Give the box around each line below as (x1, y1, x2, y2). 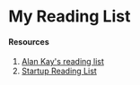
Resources (8, 36, 50, 47)
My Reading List (8, 6, 131, 27)
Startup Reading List (21, 65, 98, 77)
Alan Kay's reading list (21, 56, 105, 67)
